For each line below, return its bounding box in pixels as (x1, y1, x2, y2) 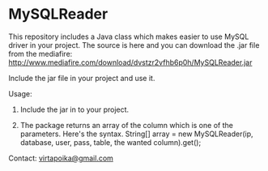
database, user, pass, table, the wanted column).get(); (19, 137, 202, 147)
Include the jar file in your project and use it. (8, 73, 155, 83)
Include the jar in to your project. (19, 105, 130, 114)
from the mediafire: (8, 49, 73, 58)
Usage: (8, 88, 32, 98)
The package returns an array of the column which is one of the (19, 120, 233, 130)
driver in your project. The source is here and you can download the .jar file (8, 40, 260, 49)
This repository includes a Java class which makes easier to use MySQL (8, 32, 249, 41)
